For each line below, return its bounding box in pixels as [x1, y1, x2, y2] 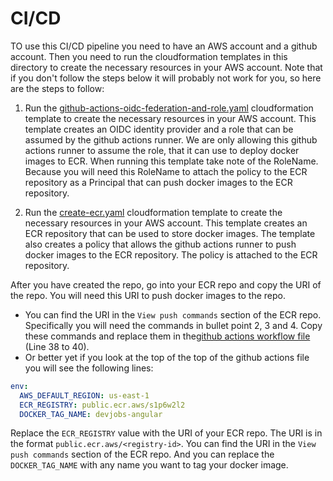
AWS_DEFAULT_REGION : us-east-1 [19, 390, 150, 401]
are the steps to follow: [10, 82, 105, 94]
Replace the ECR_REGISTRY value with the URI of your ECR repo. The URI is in [10, 427, 323, 439]
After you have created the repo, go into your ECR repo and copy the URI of [10, 278, 322, 291]
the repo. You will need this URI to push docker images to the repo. [10, 289, 286, 301]
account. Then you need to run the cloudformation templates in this [10, 50, 288, 62]
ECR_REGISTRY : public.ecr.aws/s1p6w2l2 [19, 400, 186, 410]
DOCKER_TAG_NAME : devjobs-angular [19, 409, 163, 419]
